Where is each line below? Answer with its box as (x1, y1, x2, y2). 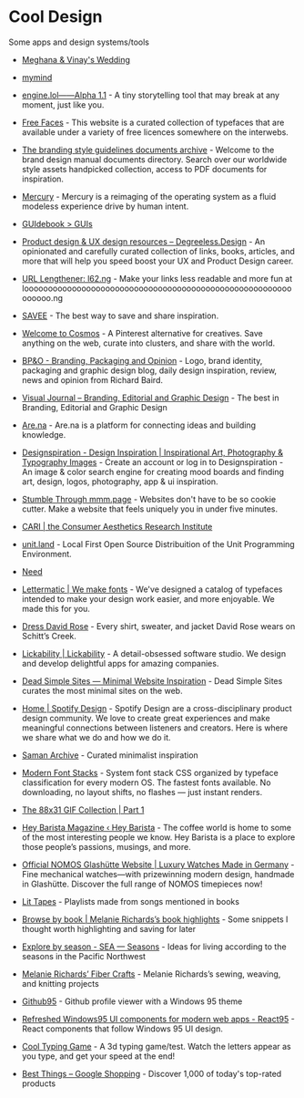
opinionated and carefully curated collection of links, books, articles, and (21, 245, 295, 256)
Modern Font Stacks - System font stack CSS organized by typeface (21, 767, 279, 778)
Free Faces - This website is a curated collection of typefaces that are (21, 117, 285, 128)
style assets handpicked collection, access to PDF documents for (21, 163, 268, 174)
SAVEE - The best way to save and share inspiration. (21, 310, 219, 321)
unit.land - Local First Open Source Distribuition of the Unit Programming (21, 538, 295, 549)
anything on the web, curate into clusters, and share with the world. (21, 337, 275, 348)
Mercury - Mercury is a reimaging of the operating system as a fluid (21, 191, 277, 202)
